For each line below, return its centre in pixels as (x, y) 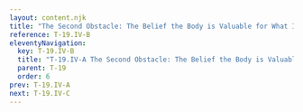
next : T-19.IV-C (40, 93)
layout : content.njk (48, 18)
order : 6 (34, 77)
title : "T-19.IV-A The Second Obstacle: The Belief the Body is (141, 60)
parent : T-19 (42, 69)
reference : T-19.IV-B (50, 34)
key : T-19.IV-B (46, 51)
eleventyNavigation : (48, 43)
